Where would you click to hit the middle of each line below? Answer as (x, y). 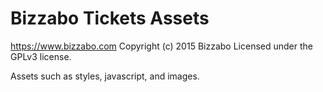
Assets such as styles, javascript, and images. (105, 76)
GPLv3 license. (41, 56)
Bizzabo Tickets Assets (110, 18)
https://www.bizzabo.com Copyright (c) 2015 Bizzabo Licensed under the (161, 46)
